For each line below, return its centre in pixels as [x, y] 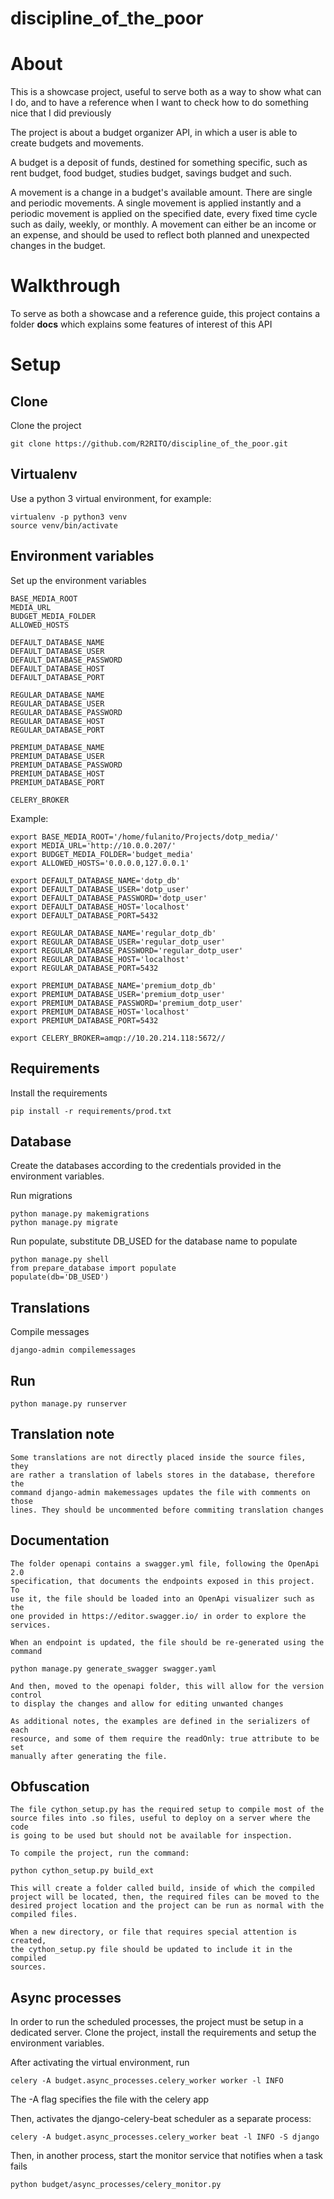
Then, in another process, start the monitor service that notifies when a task [167, 2156]
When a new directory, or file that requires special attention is [154, 1932]
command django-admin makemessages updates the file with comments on [160, 1492]
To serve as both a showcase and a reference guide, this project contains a [165, 314]
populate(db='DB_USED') [60, 1277]
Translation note [62, 1434]
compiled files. [44, 1915]
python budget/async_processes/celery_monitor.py [116, 2185]
